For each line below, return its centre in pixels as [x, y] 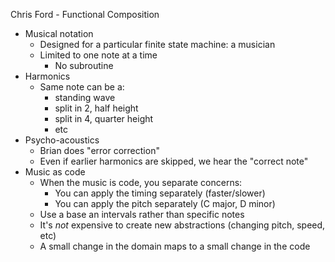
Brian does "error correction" [99, 150]
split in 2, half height [96, 108]
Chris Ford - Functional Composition [85, 14]
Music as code [55, 172]
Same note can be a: [82, 87]
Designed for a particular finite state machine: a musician [157, 44]
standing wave [85, 97]
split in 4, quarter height [104, 118]
